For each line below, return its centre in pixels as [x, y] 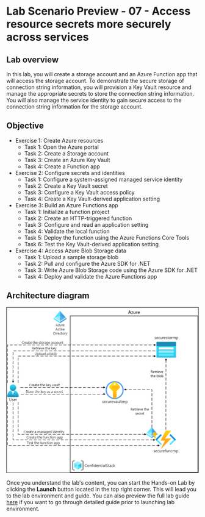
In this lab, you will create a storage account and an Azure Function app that [102, 74]
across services [48, 37]
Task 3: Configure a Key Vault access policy [80, 192]
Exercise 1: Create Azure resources [59, 140]
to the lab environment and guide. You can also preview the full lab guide [98, 496]
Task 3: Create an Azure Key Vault [67, 160]
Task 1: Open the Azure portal [61, 147]
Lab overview [33, 59]
